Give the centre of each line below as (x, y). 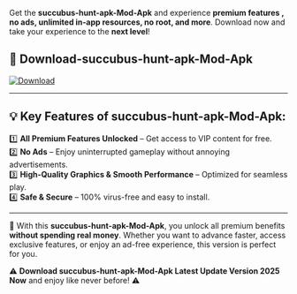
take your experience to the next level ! (80, 31)
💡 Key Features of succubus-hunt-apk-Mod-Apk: (148, 117)
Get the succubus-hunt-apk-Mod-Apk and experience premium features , (147, 13)
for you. (23, 253)
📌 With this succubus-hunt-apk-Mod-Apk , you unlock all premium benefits (147, 225)
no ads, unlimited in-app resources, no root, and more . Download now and (147, 22)
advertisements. (38, 164)
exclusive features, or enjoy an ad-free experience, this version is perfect (143, 244)
